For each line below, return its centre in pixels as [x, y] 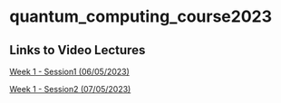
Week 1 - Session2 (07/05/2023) [70, 89]
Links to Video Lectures [78, 50]
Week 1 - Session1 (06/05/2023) [69, 71]
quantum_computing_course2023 [140, 17]
